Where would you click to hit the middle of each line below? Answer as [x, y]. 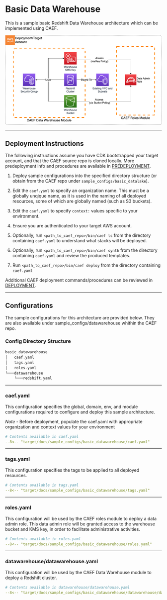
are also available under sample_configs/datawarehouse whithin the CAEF [81, 323]
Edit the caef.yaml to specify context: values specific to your [75, 210]
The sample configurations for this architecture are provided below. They [80, 317]
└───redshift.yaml [33, 378]
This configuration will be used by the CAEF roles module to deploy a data [81, 518]
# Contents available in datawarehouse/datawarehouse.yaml [68, 587]
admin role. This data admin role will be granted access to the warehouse [80, 524]
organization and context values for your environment [60, 427]
